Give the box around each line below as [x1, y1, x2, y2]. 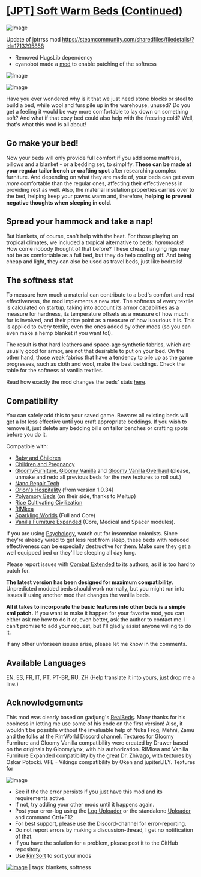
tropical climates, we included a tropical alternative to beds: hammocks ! [6, 239, 184, 246]
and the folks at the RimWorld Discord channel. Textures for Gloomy [6, 733, 174, 740]
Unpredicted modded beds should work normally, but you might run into [6, 585, 185, 592]
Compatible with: [6, 443, 49, 450]
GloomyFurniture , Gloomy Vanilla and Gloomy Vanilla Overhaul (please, [14, 467, 190, 475]
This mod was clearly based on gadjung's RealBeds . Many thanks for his [6, 713, 186, 721]
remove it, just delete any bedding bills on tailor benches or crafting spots [6, 425, 188, 432]
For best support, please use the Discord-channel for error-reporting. [14, 820, 187, 827]
